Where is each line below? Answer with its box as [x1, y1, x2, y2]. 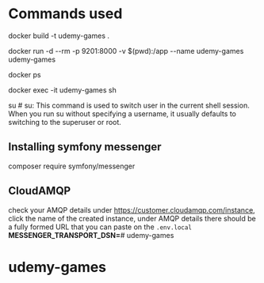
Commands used [8, 5, 123, 23]
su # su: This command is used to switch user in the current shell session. [8, 100, 250, 110]
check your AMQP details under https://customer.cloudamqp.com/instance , [8, 205, 255, 214]
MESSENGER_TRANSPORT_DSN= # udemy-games [8, 230, 174, 240]
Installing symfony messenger [8, 140, 162, 154]
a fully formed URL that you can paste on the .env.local [8, 222, 193, 232]
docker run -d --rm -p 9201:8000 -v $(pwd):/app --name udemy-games [8, 46, 244, 55]
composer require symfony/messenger [8, 161, 136, 171]
